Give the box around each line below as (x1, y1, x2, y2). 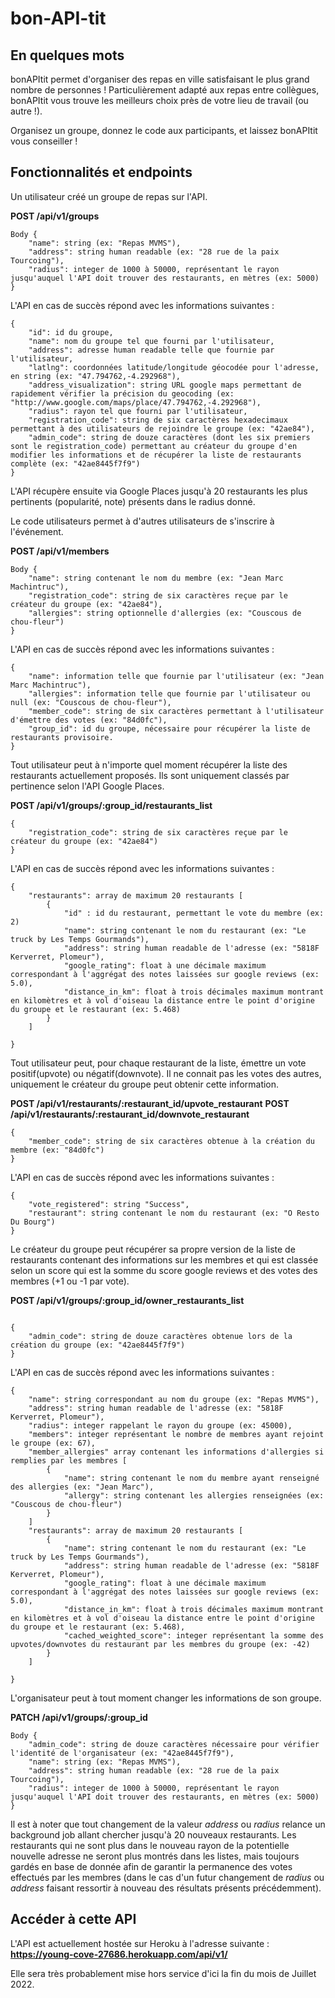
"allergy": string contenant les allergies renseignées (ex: (63, 1490, 325, 1501)
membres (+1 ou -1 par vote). (10, 1275, 130, 1287)
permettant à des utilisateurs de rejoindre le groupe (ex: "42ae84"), (10, 423, 315, 434)
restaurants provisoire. (10, 732, 114, 742)
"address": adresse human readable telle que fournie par (28, 345, 275, 355)
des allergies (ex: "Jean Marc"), (10, 1482, 155, 1492)
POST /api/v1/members (10, 545, 110, 557)
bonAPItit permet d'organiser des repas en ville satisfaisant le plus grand (10, 73, 310, 85)
